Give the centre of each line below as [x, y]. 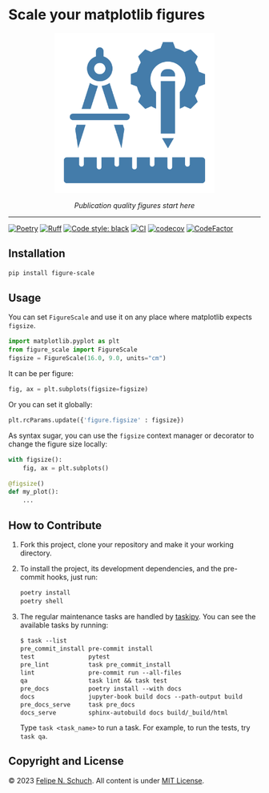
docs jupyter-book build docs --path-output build [131, 697]
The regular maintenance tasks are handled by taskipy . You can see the [138, 616]
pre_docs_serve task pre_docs [77, 705]
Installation [37, 254]
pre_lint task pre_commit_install [95, 665]
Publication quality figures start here [134, 205]
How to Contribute [55, 525]
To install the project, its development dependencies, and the [120, 569]
